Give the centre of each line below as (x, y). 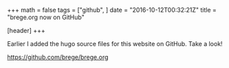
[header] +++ (26, 31)
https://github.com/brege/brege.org (58, 57)
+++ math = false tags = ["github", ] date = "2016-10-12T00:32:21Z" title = (112, 10)
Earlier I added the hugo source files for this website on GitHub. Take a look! (115, 44)
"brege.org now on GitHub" (46, 17)
